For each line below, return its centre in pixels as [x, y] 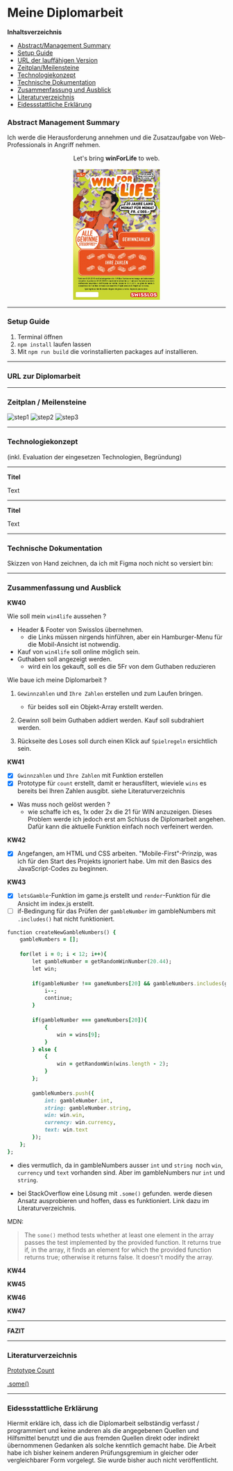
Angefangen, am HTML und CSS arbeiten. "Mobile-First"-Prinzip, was [117, 853]
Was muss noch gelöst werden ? [64, 805]
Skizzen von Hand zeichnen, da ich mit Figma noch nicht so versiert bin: [110, 563]
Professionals [27, 145]
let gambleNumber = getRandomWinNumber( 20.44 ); [102, 962]
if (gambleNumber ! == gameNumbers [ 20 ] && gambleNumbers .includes [127, 983]
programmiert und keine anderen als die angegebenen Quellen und [103, 1431]
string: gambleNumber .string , [88, 1108]
